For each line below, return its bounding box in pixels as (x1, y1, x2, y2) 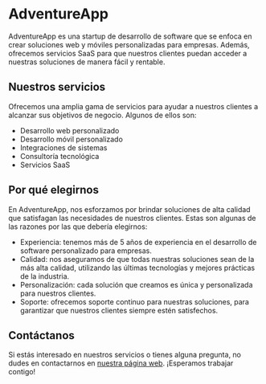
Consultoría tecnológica (19, 151, 100, 161)
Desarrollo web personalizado (19, 125, 120, 135)
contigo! (8, 367, 36, 377)
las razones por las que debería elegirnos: (8, 222, 148, 231)
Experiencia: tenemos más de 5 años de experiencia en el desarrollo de (19, 237, 257, 247)
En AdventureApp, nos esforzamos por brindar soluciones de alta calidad (8, 204, 251, 214)
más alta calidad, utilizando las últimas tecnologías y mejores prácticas (19, 263, 256, 272)
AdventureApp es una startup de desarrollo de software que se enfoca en (8, 31, 252, 41)
